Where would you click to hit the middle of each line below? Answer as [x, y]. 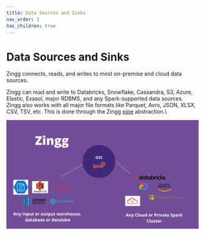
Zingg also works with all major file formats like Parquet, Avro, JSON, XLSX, [101, 105]
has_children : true [31, 26]
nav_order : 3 [23, 19]
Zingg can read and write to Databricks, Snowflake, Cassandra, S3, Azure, [100, 92]
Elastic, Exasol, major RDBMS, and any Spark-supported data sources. [95, 99]
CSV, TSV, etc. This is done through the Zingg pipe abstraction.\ [87, 112]
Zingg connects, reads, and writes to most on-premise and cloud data [94, 74]
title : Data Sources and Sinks [46, 13]
